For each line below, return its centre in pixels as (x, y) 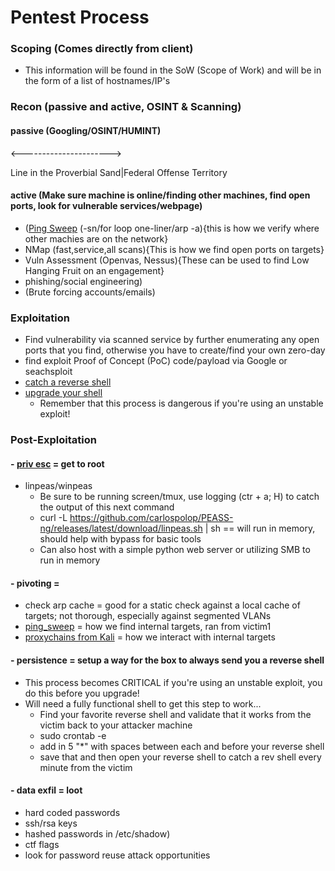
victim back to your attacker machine (116, 725)
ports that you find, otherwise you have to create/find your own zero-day (175, 350)
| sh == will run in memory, (260, 528)
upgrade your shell (63, 393)
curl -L (53, 518)
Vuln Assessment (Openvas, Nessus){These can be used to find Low (167, 260)
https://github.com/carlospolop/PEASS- (151, 518)
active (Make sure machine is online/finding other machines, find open (160, 195)
